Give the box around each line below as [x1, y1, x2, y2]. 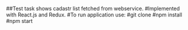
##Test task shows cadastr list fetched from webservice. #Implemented [6, 5, 180, 12]
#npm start [6, 18, 33, 24]
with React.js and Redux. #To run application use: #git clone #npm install [6, 11, 182, 18]
